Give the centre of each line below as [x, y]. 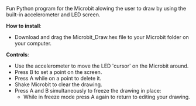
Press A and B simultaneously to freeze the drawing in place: [88, 91]
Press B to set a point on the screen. [58, 72]
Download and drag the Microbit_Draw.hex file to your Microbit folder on [102, 37]
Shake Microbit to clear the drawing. [58, 84]
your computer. [33, 43]
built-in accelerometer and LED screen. [53, 15]
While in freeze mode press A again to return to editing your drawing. [106, 97]
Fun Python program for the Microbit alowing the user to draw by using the [96, 8]
